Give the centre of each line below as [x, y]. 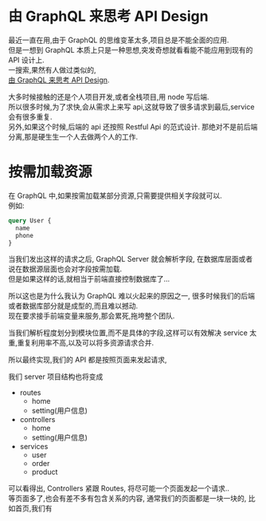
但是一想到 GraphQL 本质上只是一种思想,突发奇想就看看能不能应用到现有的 [131, 49]
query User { [30, 220]
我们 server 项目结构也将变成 [56, 377]
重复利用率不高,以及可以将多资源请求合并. [86, 343]
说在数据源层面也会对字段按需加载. [65, 269]
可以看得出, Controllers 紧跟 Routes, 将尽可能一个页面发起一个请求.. [119, 488]
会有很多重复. [31, 116]
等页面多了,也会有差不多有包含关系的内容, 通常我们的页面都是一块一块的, [127, 499]
